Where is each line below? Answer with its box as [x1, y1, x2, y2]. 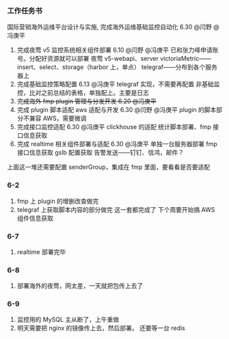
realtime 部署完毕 [16, 247, 66, 256]
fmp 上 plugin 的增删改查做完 [16, 197, 99, 205]
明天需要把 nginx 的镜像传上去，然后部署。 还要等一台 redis [16, 324, 186, 332]
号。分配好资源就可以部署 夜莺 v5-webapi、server [16, 55, 159, 63]
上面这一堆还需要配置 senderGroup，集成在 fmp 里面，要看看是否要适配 [7, 163, 211, 172]
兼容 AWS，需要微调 [29, 114, 87, 122]
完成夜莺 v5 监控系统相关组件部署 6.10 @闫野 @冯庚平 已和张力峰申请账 [16, 46, 219, 54]
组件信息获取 [16, 214, 53, 222]
